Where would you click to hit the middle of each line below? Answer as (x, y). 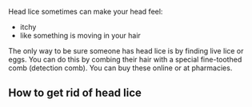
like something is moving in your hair (80, 36)
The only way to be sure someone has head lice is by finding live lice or (126, 51)
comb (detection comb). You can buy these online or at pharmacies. (120, 68)
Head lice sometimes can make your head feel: (86, 12)
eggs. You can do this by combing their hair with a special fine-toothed (125, 59)
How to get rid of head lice (75, 93)
